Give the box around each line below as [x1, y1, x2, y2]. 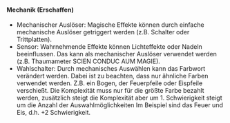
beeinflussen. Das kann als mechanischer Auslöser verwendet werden [16, 50, 217, 58]
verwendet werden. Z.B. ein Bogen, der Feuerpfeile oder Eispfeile [16, 79, 203, 87]
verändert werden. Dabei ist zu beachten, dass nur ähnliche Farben [16, 72, 209, 80]
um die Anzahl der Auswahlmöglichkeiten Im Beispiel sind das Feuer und [16, 101, 224, 109]
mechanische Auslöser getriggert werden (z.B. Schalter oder [16, 28, 190, 36]
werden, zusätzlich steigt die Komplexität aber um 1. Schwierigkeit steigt [16, 93, 222, 102]
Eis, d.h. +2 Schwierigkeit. [16, 109, 91, 117]
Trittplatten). [16, 35, 52, 44]
